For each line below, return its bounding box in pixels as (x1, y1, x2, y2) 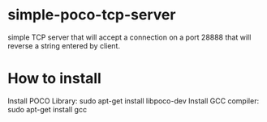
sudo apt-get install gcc (7, 104, 87, 114)
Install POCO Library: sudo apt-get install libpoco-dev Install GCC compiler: (7, 95, 260, 106)
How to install (7, 69, 102, 88)
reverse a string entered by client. (7, 40, 121, 50)
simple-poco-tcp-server (7, 6, 176, 24)
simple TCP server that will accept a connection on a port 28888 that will (7, 32, 252, 42)
